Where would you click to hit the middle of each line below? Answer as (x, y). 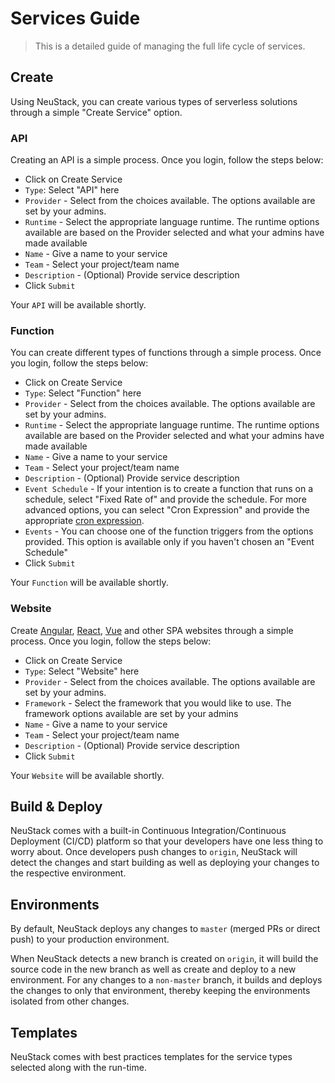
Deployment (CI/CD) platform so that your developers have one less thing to (167, 841)
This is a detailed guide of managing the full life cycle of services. (170, 46)
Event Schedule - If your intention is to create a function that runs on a (168, 489)
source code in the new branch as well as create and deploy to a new (153, 969)
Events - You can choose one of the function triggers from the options (169, 531)
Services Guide (75, 18)
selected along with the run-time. (78, 1068)
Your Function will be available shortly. (89, 583)
